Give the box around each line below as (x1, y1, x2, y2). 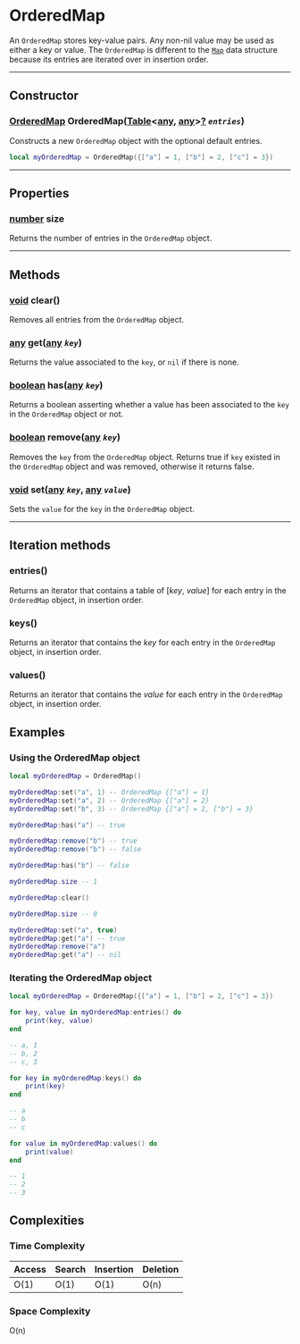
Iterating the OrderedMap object (9, 971, 153, 984)
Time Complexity (9, 1239, 86, 1252)
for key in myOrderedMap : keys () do (9, 1073, 142, 1082)
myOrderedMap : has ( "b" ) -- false (9, 861, 129, 870)
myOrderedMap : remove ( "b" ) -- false (9, 845, 142, 854)
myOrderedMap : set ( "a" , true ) (9, 926, 118, 935)
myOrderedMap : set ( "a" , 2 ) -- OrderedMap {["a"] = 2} (9, 796, 210, 805)
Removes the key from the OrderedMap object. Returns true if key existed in (9, 451, 281, 462)
